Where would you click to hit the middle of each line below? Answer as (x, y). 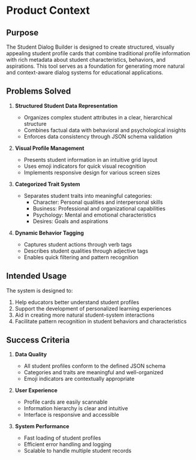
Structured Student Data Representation (66, 106)
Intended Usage (37, 276)
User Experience (36, 390)
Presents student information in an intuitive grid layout (91, 160)
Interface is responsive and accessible (71, 415)
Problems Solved (39, 91)
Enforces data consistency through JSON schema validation (98, 136)
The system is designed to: (40, 290)
